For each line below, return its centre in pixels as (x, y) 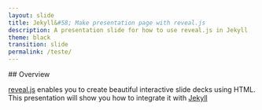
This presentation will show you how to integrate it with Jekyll (108, 98)
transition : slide (38, 45)
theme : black (30, 37)
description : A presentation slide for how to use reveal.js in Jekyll (128, 30)
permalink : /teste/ (40, 52)
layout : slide (31, 15)
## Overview (29, 74)
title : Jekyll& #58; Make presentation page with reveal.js (107, 23)
